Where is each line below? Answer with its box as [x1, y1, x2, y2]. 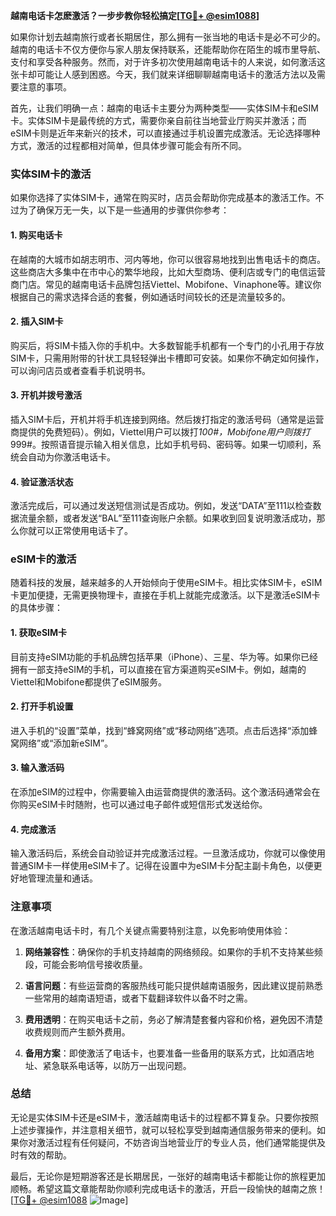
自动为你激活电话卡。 [27, 450, 116, 463]
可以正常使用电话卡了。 [36, 525, 133, 537]
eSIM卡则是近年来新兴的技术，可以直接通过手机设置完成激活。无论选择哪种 [10, 127, 321, 139]
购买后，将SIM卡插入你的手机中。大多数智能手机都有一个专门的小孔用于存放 [10, 339, 325, 351]
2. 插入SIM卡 [10, 315, 64, 328]
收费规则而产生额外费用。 [24, 1025, 131, 1038]
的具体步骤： [10, 602, 63, 614]
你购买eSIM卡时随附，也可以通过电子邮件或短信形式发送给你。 [10, 799, 268, 811]
